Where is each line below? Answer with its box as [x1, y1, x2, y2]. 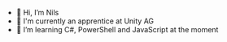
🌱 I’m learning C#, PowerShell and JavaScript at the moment [15, 25, 219, 34]
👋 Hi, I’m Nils [15, 8, 59, 17]
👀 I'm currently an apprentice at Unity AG [15, 16, 155, 26]
